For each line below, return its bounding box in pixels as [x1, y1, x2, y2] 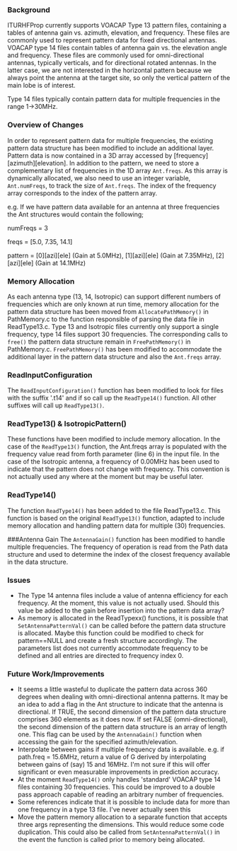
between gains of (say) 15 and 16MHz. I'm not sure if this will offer [17, 760, 210, 769]
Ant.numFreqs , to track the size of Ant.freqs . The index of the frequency [7, 181, 217, 190]
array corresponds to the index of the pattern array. [7, 189, 158, 197]
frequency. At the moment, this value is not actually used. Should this [17, 599, 220, 608]
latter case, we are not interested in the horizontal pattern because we [7, 66, 212, 75]
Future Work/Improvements [7, 669, 105, 678]
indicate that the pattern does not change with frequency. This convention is [7, 465, 230, 473]
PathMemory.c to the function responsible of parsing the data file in [7, 315, 205, 323]
